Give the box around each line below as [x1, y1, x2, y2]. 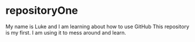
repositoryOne [5, 4, 79, 17]
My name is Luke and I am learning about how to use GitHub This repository [5, 23, 190, 30]
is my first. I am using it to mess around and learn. [5, 29, 127, 36]
